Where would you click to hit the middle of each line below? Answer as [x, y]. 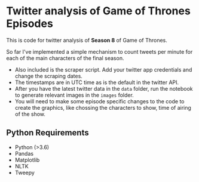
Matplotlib [27, 160]
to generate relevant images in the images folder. [74, 95]
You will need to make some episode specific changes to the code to [99, 101]
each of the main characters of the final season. [65, 58]
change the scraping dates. [48, 76]
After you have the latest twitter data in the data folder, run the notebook [104, 88]
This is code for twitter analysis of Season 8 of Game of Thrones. [87, 40]
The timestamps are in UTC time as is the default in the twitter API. [97, 82]
